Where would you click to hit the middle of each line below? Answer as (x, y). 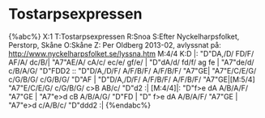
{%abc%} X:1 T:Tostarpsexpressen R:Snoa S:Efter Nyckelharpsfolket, (124, 36)
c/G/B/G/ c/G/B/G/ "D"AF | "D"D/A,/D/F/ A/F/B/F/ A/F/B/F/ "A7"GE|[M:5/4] (132, 79)
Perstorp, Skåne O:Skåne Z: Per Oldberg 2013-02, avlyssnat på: (115, 44)
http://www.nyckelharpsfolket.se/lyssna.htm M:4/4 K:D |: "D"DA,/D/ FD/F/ (131, 53)
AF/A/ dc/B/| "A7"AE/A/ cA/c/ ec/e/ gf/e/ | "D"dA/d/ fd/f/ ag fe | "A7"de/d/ (131, 62)
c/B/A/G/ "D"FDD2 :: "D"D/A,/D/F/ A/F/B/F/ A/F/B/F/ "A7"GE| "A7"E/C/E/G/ (132, 70)
